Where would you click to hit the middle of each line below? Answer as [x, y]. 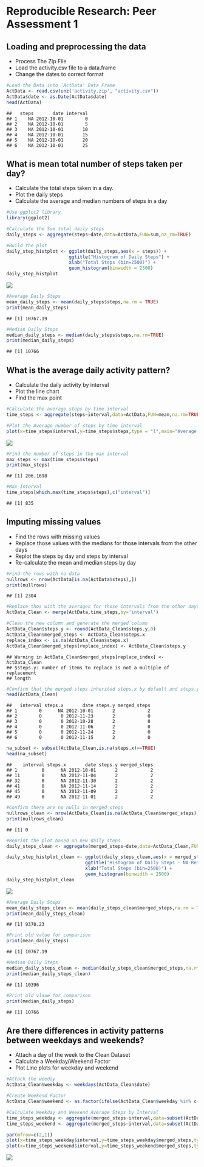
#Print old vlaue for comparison [49, 995]
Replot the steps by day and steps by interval [72, 556]
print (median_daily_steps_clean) [49, 974]
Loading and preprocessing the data [76, 47]
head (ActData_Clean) [32, 695]
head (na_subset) [27, 754]
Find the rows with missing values [57, 537]
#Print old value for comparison [49, 935]
